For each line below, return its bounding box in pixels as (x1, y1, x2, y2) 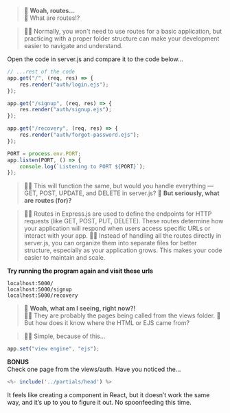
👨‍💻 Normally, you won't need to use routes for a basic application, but (23, 27, 222, 35)
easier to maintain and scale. (23, 254, 106, 262)
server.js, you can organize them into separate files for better (23, 239, 197, 247)
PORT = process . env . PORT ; (7, 150, 81, 157)
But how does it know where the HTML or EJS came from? (23, 319, 190, 327)
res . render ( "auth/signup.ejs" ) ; (19, 107, 112, 113)
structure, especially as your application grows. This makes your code (23, 246, 222, 254)
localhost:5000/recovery (7, 292, 78, 299)
